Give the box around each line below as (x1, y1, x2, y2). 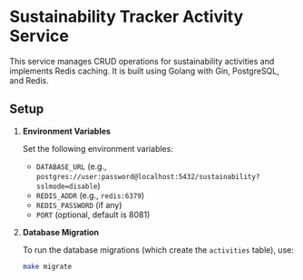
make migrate (22, 262, 73, 271)
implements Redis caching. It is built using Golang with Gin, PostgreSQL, (9, 65, 279, 76)
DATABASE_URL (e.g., (35, 161, 107, 172)
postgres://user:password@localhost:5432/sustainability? (35, 172, 260, 181)
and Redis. (9, 75, 49, 85)
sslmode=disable (35, 182, 98, 191)
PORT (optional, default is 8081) (35, 209, 151, 220)
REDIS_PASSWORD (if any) (35, 199, 122, 210)
